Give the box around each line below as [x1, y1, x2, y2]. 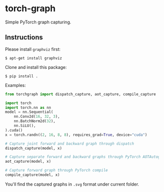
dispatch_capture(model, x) [5, 146, 62, 150]
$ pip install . [5, 74, 38, 79]
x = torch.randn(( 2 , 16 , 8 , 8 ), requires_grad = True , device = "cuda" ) [5, 132, 147, 137]
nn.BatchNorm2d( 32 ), [14, 119, 56, 124]
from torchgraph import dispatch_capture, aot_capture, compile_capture [5, 91, 156, 97]
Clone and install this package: [5, 64, 67, 70]
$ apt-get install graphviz [5, 56, 62, 61]
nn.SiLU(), [14, 123, 36, 128]
